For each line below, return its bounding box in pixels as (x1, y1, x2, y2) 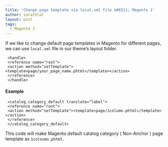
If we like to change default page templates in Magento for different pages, (5, 40, 161, 46)
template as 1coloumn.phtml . (5, 136, 64, 142)
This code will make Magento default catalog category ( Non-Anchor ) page (5, 130, 163, 137)
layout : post (5, 17, 33, 22)
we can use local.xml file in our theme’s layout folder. (5, 46, 117, 52)
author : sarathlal (5, 12, 44, 17)
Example (5, 88, 24, 94)
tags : (5, 21, 17, 27)
